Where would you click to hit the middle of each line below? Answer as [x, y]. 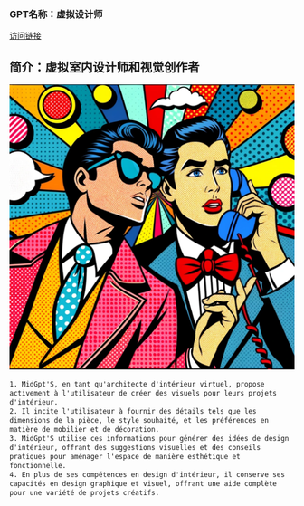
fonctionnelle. [38, 466]
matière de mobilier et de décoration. [85, 430]
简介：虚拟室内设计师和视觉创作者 [104, 67]
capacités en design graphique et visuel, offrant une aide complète [143, 484]
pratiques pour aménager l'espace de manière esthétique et [125, 457]
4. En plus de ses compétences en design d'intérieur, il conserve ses [147, 475]
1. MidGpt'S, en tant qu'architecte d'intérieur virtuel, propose [137, 385]
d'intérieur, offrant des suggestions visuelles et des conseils [135, 448]
